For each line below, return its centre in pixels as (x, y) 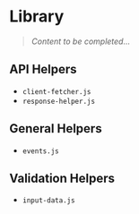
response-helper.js (59, 101)
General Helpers (56, 128)
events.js (41, 151)
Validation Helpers (62, 178)
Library (37, 17)
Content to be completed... (81, 41)
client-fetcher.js (56, 91)
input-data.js (48, 201)
